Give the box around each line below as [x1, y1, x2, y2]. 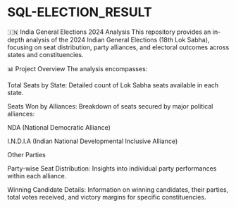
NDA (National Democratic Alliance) [7, 123, 111, 131]
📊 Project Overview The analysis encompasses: [7, 64, 148, 73]
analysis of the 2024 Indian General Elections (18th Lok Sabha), [25, 35, 210, 44]
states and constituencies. [7, 50, 84, 59]
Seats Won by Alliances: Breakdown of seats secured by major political [7, 102, 213, 110]
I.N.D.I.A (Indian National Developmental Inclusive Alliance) [7, 137, 178, 145]
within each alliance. [7, 171, 67, 180]
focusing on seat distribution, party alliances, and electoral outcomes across [7, 43, 230, 51]
